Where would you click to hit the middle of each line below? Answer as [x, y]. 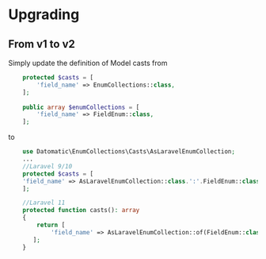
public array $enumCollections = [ [81, 107]
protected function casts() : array [81, 211]
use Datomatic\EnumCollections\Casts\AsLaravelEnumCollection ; [129, 152]
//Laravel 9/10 [47, 166]
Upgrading [44, 15]
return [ [51, 225]
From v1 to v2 [42, 44]
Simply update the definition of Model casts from [88, 63]
